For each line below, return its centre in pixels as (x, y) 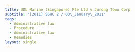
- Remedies (21, 38)
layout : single (21, 42)
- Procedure (22, 28)
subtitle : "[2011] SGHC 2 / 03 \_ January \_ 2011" (56, 14)
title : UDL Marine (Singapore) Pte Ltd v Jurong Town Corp (68, 10)
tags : (11, 19)
